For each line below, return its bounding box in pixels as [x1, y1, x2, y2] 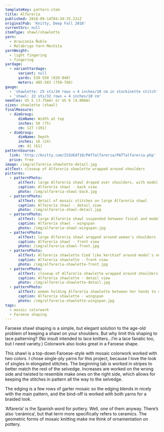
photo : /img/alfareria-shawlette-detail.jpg [18, 280, 110, 285]
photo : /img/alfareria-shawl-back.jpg [18, 189, 97, 194]
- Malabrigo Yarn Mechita [9, 44, 62, 48]
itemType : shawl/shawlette [5, 30, 60, 35]
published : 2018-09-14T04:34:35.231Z [5, 16, 82, 21]
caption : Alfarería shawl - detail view [18, 203, 102, 208]
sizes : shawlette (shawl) [5, 103, 58, 108]
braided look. [5, 396, 32, 402]
